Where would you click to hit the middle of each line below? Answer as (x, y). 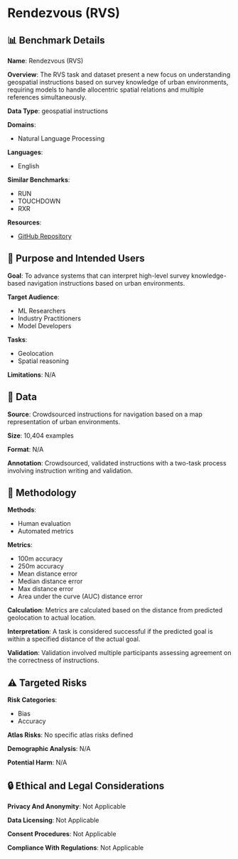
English (28, 166)
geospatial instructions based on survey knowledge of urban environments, (118, 82)
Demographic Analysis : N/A (49, 749)
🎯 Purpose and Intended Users (76, 258)
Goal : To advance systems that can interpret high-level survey (99, 276)
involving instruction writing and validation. (70, 470)
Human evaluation (44, 524)
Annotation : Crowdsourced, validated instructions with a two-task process (117, 463)
